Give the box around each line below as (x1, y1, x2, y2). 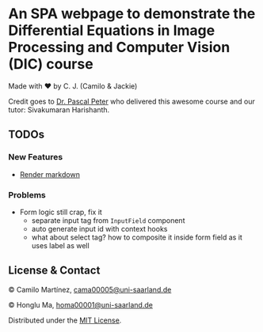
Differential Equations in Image (8, 21, 215, 40)
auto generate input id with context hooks (31, 224, 168, 233)
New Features (8, 152, 63, 163)
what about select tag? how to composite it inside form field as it (31, 232, 243, 242)
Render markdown (19, 169, 81, 179)
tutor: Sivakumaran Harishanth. (8, 104, 110, 115)
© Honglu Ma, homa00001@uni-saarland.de (8, 300, 153, 309)
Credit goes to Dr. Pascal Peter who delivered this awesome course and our (8, 96, 256, 106)
